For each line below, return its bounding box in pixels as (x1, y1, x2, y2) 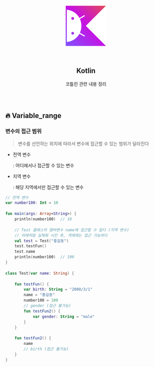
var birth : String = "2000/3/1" (24, 287, 93, 292)
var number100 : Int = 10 (5, 200, 58, 205)
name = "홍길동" (24, 293, 55, 298)
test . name (14, 249, 36, 254)
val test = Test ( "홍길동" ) (14, 238, 69, 243)
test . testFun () (14, 244, 47, 249)
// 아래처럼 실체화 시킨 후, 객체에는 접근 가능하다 (14, 233, 108, 238)
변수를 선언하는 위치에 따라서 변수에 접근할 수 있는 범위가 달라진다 (17, 140, 149, 146)
